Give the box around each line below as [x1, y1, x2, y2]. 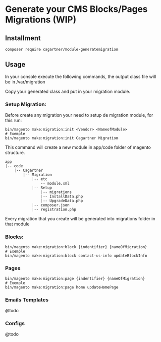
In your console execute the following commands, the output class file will [5, 73, 156, 79]
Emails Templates [5, 296, 49, 303]
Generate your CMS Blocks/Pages [5, 3, 148, 15]
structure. [5, 150, 25, 156]
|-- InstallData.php [40, 194, 83, 199]
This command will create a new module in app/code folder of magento [5, 144, 151, 150]
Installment [5, 34, 41, 42]
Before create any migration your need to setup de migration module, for [5, 112, 154, 118]
